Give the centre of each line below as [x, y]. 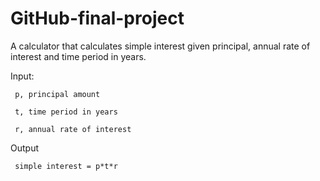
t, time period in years [66, 112]
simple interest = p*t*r [66, 166]
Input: [22, 76]
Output [24, 148]
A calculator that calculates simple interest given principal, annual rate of [160, 46]
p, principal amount [57, 94]
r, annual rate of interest [73, 129]
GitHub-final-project [97, 18]
